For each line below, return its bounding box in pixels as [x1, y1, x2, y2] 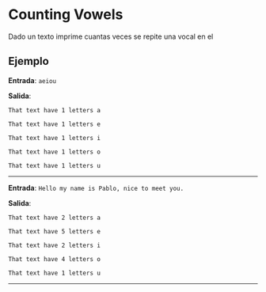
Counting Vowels [8, 6, 123, 24]
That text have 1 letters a [8, 106, 101, 114]
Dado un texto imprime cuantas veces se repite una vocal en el [8, 32, 214, 41]
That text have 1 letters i [8, 134, 101, 142]
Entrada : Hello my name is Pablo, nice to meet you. [8, 183, 184, 192]
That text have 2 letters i [8, 241, 101, 249]
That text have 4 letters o [8, 255, 101, 263]
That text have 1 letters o [8, 148, 101, 156]
